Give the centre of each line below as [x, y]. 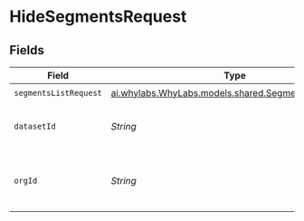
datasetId [35, 126]
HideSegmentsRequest [98, 17]
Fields [27, 50]
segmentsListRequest [58, 93]
